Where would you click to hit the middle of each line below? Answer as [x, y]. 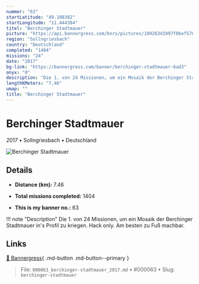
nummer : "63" [22, 12]
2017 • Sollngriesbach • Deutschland [51, 140]
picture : [17, 34]
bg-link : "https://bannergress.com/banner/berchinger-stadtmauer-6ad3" [96, 67]
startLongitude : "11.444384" [42, 23]
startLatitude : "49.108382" [41, 17]
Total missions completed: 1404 [55, 196]
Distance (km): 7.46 [39, 184]
